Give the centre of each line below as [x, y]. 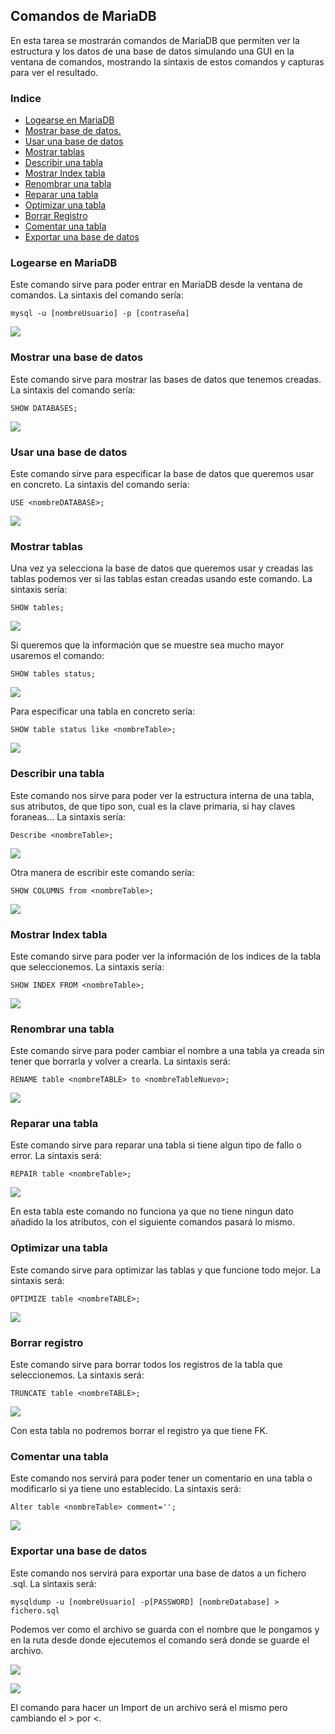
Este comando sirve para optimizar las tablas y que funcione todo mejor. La [166, 1270]
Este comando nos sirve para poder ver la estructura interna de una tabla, [162, 795]
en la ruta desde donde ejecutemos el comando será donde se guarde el [160, 1640]
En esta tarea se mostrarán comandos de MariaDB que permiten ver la [155, 40]
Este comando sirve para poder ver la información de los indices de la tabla [166, 956]
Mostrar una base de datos [77, 357]
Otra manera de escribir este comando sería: [102, 872]
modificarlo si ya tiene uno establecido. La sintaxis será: [126, 1489]
